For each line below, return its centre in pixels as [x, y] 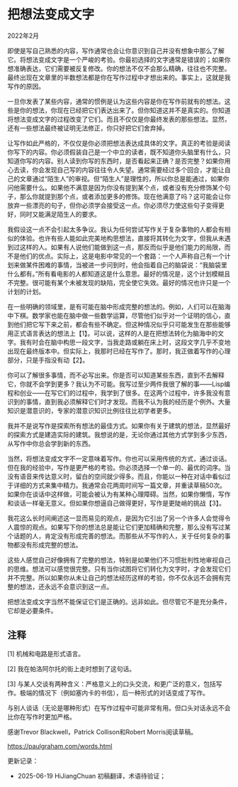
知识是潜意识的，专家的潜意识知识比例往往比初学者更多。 [91, 410]
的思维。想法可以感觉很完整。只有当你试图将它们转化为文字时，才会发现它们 [119, 569]
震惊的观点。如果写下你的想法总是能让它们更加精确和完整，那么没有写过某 [122, 527]
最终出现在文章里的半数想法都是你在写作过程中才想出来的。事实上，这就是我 [119, 77]
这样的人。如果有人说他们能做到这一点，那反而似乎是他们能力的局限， [122, 247]
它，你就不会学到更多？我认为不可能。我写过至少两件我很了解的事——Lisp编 [119, 384]
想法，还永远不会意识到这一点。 [66, 587]
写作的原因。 [26, 86]
